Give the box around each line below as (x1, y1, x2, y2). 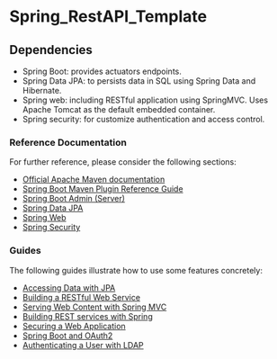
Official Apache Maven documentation (22, 174, 165, 185)
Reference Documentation (9, 136, 128, 148)
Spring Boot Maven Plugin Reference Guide (22, 184, 183, 194)
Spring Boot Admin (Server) (22, 193, 126, 204)
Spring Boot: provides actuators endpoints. (22, 66, 183, 76)
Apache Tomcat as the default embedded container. (22, 104, 216, 114)
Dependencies (9, 42, 93, 58)
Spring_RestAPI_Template (9, 6, 208, 27)
